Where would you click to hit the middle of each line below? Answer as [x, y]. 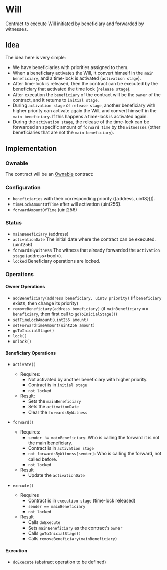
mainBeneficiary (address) [41, 234]
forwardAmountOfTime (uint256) [45, 209]
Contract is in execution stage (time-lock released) [82, 501]
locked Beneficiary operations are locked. [56, 261]
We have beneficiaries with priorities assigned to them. [70, 67]
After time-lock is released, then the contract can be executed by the [85, 83]
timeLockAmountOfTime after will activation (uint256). [67, 204]
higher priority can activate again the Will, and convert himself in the [85, 110]
